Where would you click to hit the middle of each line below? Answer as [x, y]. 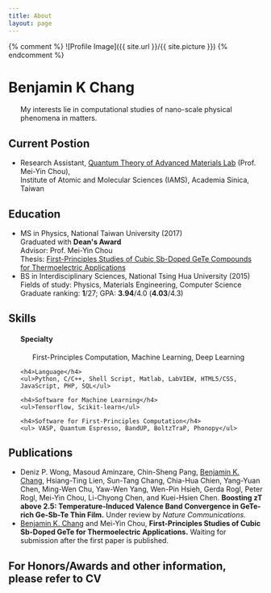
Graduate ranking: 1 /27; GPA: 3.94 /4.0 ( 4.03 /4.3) [102, 293]
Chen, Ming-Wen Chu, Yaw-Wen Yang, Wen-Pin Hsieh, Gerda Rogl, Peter [141, 489]
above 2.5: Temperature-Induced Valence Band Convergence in [129, 506]
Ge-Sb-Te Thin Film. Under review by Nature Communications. [140, 515]
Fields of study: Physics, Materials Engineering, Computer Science [131, 285]
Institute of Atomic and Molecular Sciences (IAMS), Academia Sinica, [135, 180]
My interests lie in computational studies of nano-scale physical [126, 110]
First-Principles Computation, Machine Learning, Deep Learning [138, 357]
